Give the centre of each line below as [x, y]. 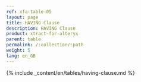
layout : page [22, 17]
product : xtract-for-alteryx [42, 34]
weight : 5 [18, 51]
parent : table [24, 39]
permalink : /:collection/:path [45, 45]
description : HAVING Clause [41, 28]
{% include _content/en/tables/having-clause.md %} [70, 72]
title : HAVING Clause [33, 23]
